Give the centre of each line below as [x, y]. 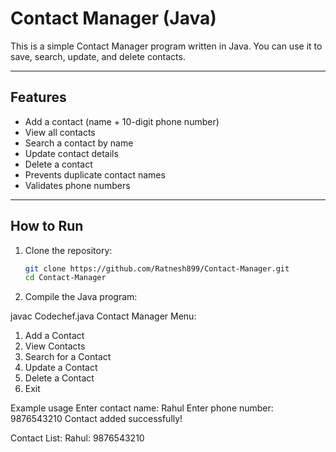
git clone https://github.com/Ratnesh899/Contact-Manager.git [157, 268]
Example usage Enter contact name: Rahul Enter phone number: [142, 408]
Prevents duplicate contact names [95, 174]
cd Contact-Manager [65, 278]
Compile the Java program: [81, 297]
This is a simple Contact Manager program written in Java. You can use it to [166, 46]
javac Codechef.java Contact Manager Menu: [103, 316]
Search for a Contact [68, 357]
